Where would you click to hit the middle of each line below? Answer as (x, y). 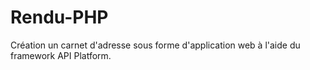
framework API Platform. (61, 55)
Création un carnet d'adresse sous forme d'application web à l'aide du (155, 45)
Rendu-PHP (59, 17)
